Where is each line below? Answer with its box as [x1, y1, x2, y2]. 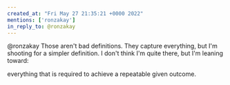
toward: [7, 57, 29, 65]
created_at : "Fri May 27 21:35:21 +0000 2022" [7, 10, 144, 17]
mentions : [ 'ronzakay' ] [7, 17, 76, 23]
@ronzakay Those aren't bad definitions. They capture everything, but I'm [7, 42, 218, 50]
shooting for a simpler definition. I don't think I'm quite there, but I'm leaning [7, 49, 223, 57]
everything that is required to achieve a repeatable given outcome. [7, 70, 197, 78]
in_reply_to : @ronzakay [7, 23, 76, 30]
